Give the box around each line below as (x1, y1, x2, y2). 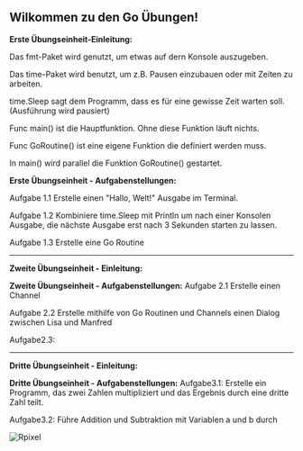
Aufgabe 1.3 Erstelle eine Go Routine (9, 237, 144, 248)
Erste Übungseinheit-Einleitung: (9, 33, 133, 44)
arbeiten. (9, 78, 43, 89)
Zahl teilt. (9, 396, 44, 407)
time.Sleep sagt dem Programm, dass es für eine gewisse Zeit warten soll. (9, 95, 286, 106)
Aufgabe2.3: (9, 334, 56, 345)
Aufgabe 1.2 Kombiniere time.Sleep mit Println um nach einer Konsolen (9, 210, 271, 221)
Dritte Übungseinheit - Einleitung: (9, 360, 138, 371)
